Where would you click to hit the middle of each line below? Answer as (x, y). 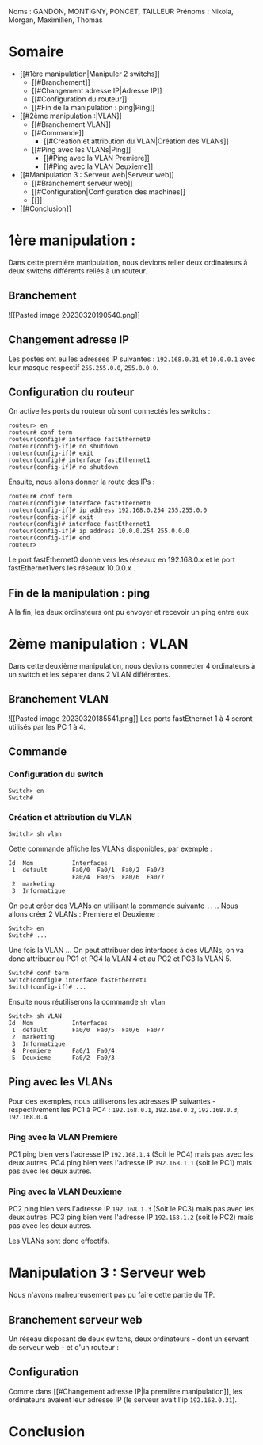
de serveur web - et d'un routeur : (63, 1348)
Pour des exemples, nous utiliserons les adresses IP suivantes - (112, 1101)
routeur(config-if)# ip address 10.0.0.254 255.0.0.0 (99, 531)
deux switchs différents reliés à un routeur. (78, 271)
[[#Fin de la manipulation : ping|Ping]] (93, 107)
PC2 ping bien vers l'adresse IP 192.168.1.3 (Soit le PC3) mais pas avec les (131, 1209)
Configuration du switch (56, 774)
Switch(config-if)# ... (48, 987)
